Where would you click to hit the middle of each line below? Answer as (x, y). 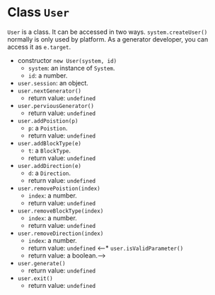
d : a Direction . (50, 173)
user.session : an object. (53, 83)
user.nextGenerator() (49, 91)
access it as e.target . (39, 47)
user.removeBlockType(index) (60, 211)
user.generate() (41, 263)
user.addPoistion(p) (48, 121)
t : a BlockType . (50, 150)
